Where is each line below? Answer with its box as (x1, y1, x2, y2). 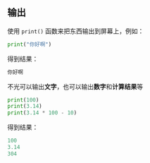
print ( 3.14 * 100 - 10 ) (7, 109, 77, 116)
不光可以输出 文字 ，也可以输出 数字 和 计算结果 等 (7, 82, 143, 90)
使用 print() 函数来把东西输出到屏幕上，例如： (7, 27, 144, 35)
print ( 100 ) (7, 96, 39, 104)
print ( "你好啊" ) (7, 41, 52, 48)
